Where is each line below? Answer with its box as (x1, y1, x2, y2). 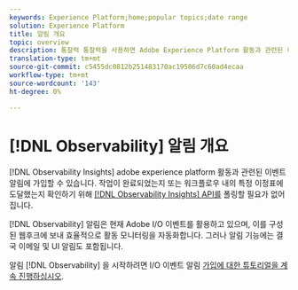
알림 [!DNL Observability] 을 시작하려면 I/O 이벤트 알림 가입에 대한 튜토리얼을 (9, 260, 279, 270)
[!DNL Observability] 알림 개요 (9, 136, 229, 156)
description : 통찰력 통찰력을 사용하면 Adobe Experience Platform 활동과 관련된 (9, 46, 284, 55)
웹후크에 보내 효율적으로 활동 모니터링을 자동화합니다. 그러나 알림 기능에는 (18, 230, 275, 240)
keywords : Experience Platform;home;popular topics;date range (9, 12, 248, 22)
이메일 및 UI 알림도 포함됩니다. (18, 241, 124, 252)
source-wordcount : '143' (9, 79, 101, 88)
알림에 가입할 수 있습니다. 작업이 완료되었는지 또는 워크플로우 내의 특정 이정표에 (9, 178, 284, 189)
